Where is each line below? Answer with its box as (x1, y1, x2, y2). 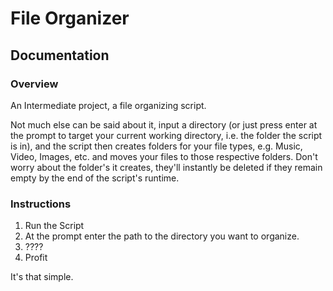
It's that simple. (10, 271, 74, 283)
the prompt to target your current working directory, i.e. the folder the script (10, 129, 323, 141)
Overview (10, 77, 59, 91)
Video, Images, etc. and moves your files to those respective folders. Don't (10, 150, 318, 162)
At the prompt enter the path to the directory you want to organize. (24, 230, 300, 242)
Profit (24, 252, 48, 264)
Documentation (10, 47, 110, 64)
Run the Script (24, 220, 85, 232)
